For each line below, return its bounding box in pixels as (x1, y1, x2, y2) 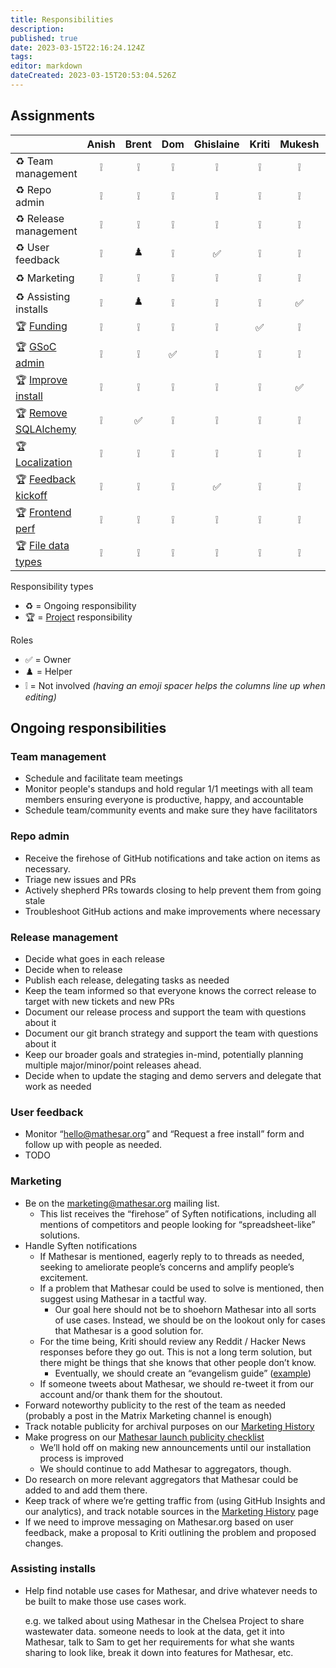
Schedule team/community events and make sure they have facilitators (24, 804, 318, 816)
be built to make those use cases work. (24, 1595, 187, 1607)
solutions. (39, 1229, 81, 1241)
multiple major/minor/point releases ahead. (24, 1059, 202, 1071)
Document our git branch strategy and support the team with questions (24, 1027, 319, 1039)
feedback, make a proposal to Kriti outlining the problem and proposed (24, 1526, 317, 1538)
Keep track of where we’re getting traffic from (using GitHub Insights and (24, 1494, 326, 1506)
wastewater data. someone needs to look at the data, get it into (24, 1625, 285, 1637)
